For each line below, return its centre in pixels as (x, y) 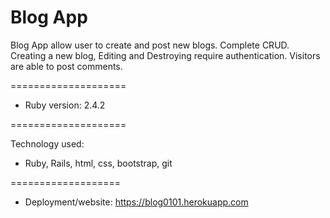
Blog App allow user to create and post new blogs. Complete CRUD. (150, 45)
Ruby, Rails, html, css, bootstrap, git (98, 163)
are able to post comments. (66, 66)
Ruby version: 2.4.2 (65, 105)
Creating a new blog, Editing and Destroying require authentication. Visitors (165, 55)
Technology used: (47, 143)
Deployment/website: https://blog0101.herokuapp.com (136, 202)
